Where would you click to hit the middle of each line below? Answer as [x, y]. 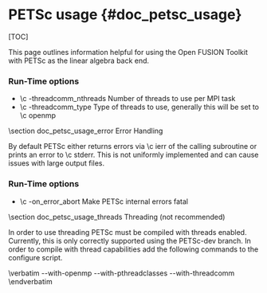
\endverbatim [31, 281]
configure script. [35, 257]
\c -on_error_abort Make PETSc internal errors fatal [104, 201]
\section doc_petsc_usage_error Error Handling [86, 131]
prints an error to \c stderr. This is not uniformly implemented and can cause [133, 155]
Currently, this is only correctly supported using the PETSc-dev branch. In [130, 240]
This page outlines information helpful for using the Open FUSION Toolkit [128, 52]
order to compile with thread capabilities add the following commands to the [133, 249]
